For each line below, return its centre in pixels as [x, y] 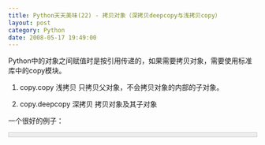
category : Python [37, 30]
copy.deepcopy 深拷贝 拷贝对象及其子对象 [88, 104]
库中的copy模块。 [37, 71]
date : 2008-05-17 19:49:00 [52, 37]
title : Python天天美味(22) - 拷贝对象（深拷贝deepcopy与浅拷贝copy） [115, 15]
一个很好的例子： [36, 121]
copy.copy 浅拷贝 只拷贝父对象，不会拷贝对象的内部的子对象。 [121, 87]
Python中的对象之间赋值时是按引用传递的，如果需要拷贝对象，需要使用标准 [130, 61]
